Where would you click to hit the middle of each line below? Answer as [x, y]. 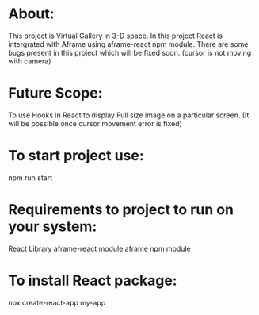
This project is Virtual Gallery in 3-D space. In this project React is [116, 36]
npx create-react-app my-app [57, 302]
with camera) [30, 61]
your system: [53, 226]
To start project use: [76, 156]
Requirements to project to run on [121, 209]
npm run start [30, 177]
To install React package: [93, 280]
